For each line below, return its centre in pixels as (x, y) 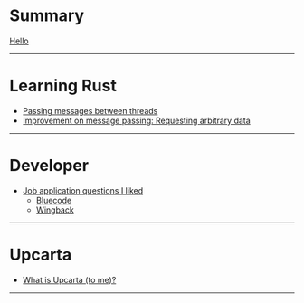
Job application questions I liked (82, 190)
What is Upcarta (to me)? (69, 279)
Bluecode (54, 200)
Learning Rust (63, 86)
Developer (49, 166)
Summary (47, 16)
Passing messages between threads (90, 110)
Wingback (55, 210)
